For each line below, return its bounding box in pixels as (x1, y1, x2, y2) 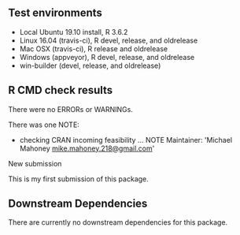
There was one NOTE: (8, 120, 80, 129)
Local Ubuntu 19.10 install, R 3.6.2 (19, 27, 128, 36)
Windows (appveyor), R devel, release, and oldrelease (19, 52, 195, 62)
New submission (8, 159, 62, 168)
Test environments (8, 6, 102, 20)
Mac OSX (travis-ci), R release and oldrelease (19, 43, 168, 54)
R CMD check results (8, 84, 113, 97)
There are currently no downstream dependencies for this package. (8, 218, 228, 227)
